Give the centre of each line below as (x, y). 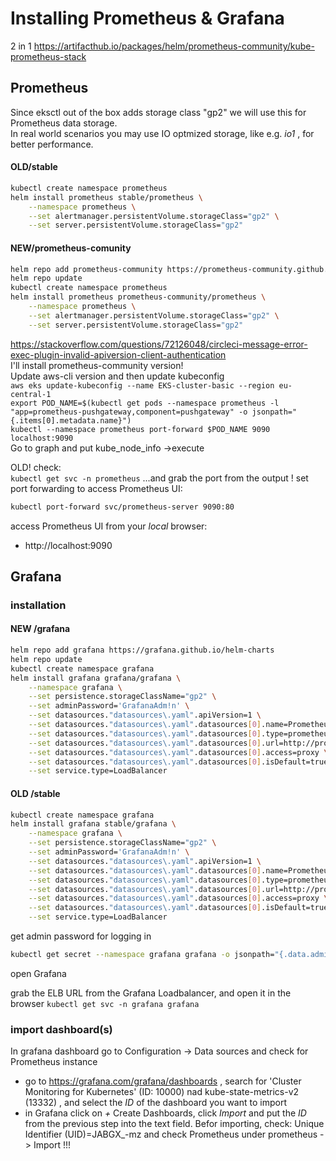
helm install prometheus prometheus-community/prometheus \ (138, 297)
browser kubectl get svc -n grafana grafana (105, 1003)
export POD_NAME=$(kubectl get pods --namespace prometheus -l (145, 403)
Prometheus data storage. (64, 123)
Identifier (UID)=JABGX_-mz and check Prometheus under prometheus (171, 1134)
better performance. (52, 144)
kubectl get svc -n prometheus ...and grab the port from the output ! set (159, 478)
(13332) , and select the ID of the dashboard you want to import (155, 1103)
